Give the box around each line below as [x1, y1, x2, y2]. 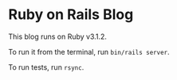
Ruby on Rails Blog [8, 6, 134, 24]
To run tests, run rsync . [8, 62, 85, 72]
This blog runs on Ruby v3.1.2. [8, 32, 108, 41]
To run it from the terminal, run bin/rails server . [8, 47, 170, 56]
